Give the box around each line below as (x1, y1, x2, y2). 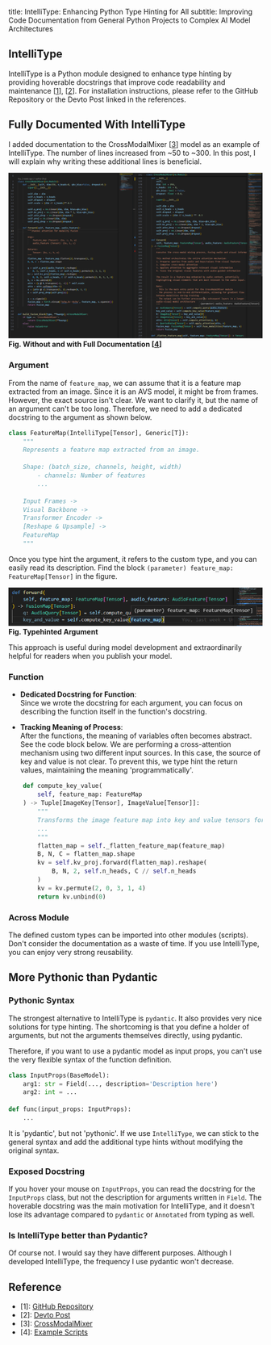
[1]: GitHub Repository (19, 1301, 94, 1311)
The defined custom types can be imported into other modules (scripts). (8, 930, 248, 940)
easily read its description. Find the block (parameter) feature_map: (8, 563, 234, 572)
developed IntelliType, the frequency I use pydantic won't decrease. (8, 1257, 235, 1267)
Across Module (8, 911, 69, 923)
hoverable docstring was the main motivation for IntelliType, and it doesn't (8, 1201, 256, 1211)
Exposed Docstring (8, 1166, 85, 1177)
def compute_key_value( (23, 782, 103, 790)
